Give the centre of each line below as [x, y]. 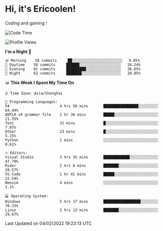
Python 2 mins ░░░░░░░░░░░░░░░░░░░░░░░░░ [82, 140]
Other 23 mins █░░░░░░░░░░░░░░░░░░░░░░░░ [82, 132]
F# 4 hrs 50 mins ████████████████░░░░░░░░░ [82, 106]
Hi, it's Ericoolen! [41, 9]
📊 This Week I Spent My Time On [40, 82]
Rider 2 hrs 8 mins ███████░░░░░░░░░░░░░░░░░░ [82, 166]
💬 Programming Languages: [31, 102]
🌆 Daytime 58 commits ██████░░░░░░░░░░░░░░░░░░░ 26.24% [73, 65]
